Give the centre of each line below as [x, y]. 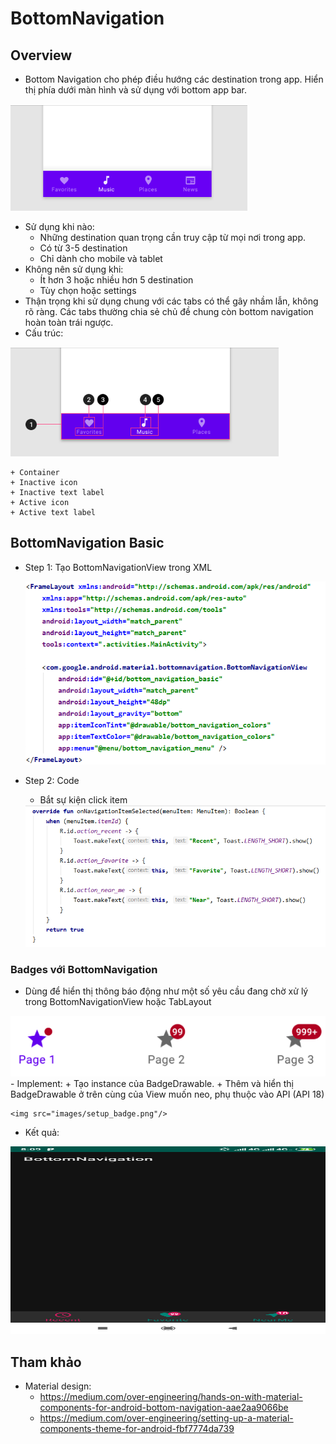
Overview [41, 55]
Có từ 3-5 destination [83, 248]
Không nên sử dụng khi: [74, 269]
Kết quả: [42, 1133]
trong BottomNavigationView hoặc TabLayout [118, 1002]
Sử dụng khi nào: [59, 226]
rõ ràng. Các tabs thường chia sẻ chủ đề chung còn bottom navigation [169, 311]
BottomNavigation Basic [87, 543]
